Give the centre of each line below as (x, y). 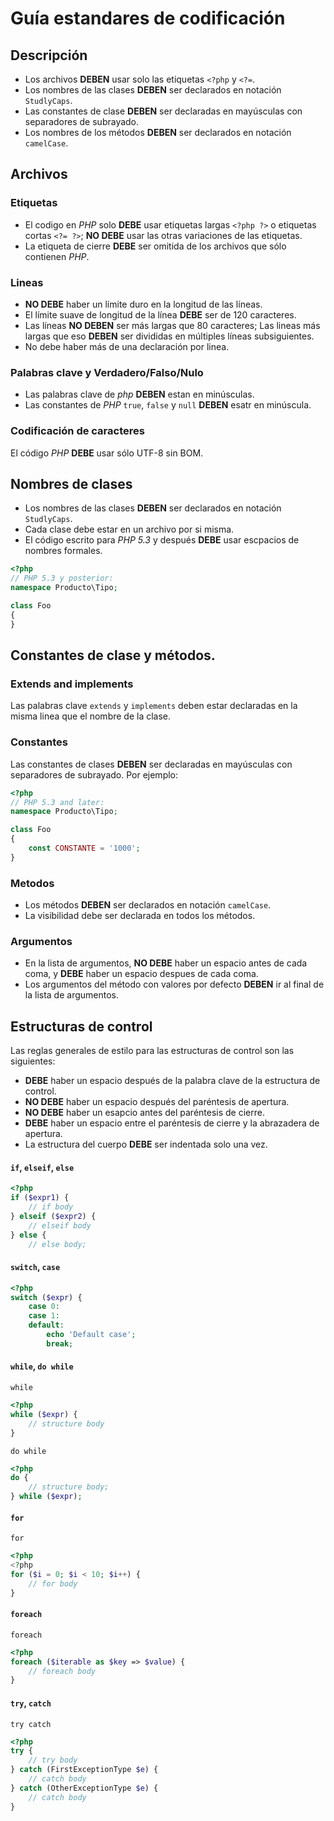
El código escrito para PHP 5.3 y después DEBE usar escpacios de (162, 540)
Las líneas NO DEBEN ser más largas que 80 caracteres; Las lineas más (172, 325)
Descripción (49, 55)
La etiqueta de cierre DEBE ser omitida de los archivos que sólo (155, 246)
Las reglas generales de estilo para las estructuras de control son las (152, 1051)
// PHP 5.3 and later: (57, 802)
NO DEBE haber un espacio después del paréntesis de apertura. (157, 1102)
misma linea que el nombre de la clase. (91, 716)
